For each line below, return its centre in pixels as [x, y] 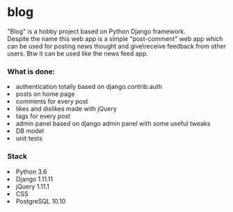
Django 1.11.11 [35, 179]
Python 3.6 [32, 172]
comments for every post [52, 101]
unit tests [30, 138]
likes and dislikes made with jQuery [66, 109]
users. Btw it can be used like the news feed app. [78, 54]
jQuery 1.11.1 [33, 186]
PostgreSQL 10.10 [41, 201]
